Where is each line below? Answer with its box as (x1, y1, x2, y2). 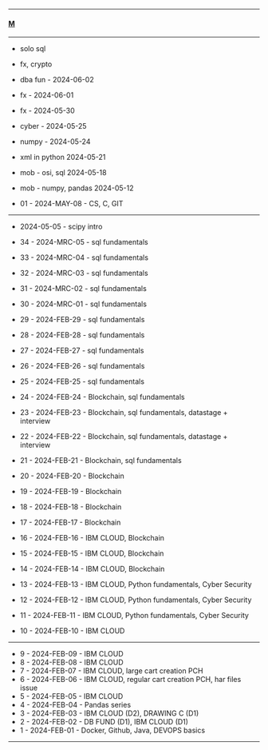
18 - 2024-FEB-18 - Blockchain (19, 502, 122, 512)
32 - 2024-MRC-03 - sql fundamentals (19, 269, 149, 278)
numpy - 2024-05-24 (19, 137, 91, 146)
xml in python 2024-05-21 (19, 153, 106, 162)
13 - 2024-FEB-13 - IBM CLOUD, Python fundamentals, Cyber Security (19, 580, 253, 589)
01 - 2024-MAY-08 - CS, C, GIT (19, 199, 124, 209)
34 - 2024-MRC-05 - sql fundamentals (19, 237, 149, 247)
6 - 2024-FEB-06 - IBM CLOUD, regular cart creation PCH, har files (19, 675, 242, 684)
